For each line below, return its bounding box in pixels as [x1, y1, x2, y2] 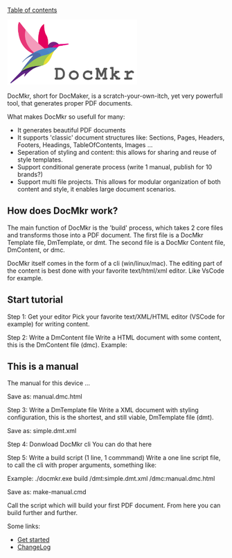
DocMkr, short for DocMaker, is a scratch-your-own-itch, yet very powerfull [7, 92, 223, 100]
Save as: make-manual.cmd [7, 488, 87, 496]
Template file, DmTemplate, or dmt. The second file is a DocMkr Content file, [7, 238, 226, 246]
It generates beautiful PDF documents [17, 126, 126, 134]
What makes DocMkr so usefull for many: [7, 112, 125, 121]
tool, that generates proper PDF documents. [7, 99, 133, 107]
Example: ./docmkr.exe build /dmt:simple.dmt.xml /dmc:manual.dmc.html [7, 475, 215, 483]
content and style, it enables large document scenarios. [17, 185, 177, 193]
